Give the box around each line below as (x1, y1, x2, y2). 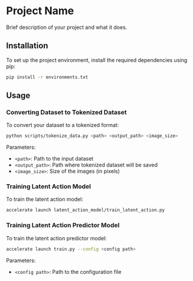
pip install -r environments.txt (6, 74, 89, 80)
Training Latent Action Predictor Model (6, 221, 120, 230)
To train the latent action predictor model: (6, 234, 107, 241)
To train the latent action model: (6, 196, 84, 203)
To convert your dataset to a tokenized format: (6, 122, 119, 129)
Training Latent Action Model (6, 182, 91, 191)
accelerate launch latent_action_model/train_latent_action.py (6, 207, 165, 213)
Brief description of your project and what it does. (6, 24, 127, 31)
